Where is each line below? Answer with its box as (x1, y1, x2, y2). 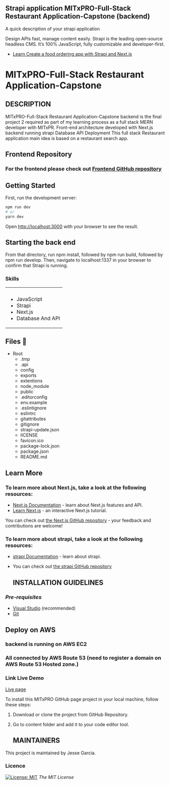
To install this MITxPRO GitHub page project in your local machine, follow (5, 696, 159, 702)
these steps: (5, 701, 32, 707)
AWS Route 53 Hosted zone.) (5, 661, 79, 668)
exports (20, 373, 37, 379)
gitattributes (20, 416, 46, 422)
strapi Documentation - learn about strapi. (12, 553, 101, 560)
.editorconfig (20, 394, 47, 400)
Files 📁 (5, 337, 27, 346)
